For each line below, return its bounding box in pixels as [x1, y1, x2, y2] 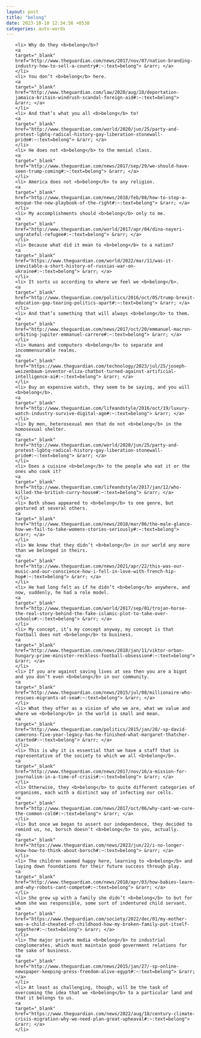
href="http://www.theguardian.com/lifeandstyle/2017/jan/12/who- [14, 484, 182, 490]
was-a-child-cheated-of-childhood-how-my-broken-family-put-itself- [14, 921, 190, 927]
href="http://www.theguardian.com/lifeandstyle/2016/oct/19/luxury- [14, 406, 190, 412]
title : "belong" [6, 14, 47, 20]
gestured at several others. [14, 505, 88, 511]
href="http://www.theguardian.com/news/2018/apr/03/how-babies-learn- [14, 879, 196, 885]
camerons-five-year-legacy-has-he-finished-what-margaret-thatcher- [14, 732, 190, 738]
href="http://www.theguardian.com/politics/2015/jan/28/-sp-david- [14, 726, 187, 733]
